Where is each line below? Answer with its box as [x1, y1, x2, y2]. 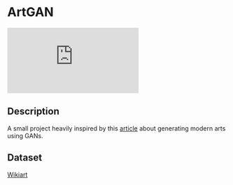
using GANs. [7, 131, 43, 140]
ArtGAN [7, 4, 54, 20]
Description [7, 105, 59, 117]
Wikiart [7, 170, 28, 179]
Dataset [7, 151, 43, 164]
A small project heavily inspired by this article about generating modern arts [7, 124, 226, 133]
